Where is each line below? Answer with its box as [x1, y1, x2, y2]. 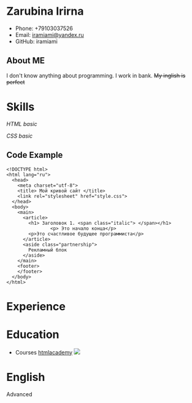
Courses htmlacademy [15, 348, 72, 356]
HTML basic [6, 120, 37, 127]
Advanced [6, 390, 33, 397]
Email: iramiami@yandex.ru [15, 31, 84, 38]
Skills [6, 100, 35, 114]
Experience [6, 299, 66, 313]
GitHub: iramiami [15, 37, 58, 45]
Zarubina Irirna [6, 4, 84, 18]
